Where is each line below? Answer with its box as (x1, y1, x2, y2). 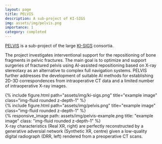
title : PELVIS (5, 12, 34, 16)
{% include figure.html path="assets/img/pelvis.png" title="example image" (5, 102, 156, 108)
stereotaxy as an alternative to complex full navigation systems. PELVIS (5, 68, 147, 73)
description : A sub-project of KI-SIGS (5, 16, 86, 21)
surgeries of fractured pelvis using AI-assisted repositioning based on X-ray (5, 62, 157, 68)
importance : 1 (5, 25, 34, 30)
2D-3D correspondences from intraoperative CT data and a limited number (5, 78, 154, 84)
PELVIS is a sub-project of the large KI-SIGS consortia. (5, 43, 114, 48)
